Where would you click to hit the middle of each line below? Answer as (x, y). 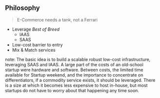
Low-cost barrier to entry (37, 45)
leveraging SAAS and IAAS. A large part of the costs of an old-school (74, 64)
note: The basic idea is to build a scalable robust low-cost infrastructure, (78, 59)
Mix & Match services (34, 50)
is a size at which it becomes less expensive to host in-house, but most (76, 85)
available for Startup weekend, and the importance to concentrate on (74, 75)
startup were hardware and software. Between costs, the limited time (74, 70)
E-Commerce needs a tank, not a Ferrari (57, 20)
